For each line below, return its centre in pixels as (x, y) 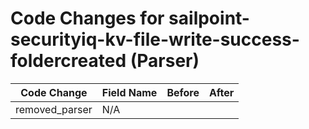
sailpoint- (209, 18)
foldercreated (68, 61)
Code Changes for (87, 18)
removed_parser (54, 109)
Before (183, 92)
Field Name (129, 92)
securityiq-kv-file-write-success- (155, 39)
